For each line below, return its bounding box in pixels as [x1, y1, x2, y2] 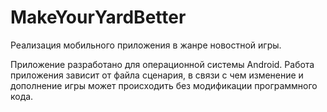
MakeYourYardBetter [10, 6, 187, 29]
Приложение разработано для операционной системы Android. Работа [10, 58, 315, 70]
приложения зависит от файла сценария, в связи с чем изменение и [10, 69, 304, 81]
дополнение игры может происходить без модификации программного [10, 79, 318, 91]
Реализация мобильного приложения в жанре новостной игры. [10, 39, 282, 51]
